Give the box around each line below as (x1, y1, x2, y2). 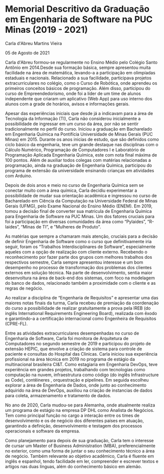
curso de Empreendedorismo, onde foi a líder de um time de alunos (5, 90, 141, 96)
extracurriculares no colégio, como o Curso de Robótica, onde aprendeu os (5, 80, 158, 86)
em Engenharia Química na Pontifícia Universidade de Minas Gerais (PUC (5, 131, 153, 137)
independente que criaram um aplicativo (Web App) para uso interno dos (5, 95, 153, 101)
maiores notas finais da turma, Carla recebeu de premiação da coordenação (5, 300, 159, 306)
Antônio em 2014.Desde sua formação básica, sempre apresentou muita (5, 65, 151, 70)
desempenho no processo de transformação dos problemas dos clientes (5, 264, 152, 270)
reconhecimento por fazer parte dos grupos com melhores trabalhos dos (5, 254, 153, 260)
